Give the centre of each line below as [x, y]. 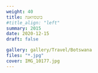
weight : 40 [20, 12]
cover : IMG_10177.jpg [33, 61]
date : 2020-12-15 [28, 34]
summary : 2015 [24, 28]
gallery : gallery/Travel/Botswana [49, 50]
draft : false [22, 39]
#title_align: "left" [33, 23]
